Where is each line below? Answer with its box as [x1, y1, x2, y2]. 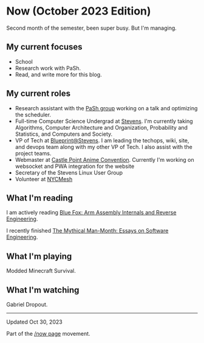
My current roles [6, 88, 71, 99]
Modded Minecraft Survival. [6, 267, 76, 275]
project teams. [15, 150, 52, 157]
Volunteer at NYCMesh [15, 175, 73, 182]
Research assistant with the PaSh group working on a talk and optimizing [15, 104, 198, 112]
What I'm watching [6, 285, 80, 295]
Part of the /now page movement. [6, 330, 90, 337]
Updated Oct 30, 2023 [6, 318, 63, 325]
